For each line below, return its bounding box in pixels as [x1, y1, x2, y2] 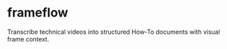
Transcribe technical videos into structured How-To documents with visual [7, 28, 220, 36]
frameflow [7, 5, 68, 21]
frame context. [7, 35, 50, 43]
